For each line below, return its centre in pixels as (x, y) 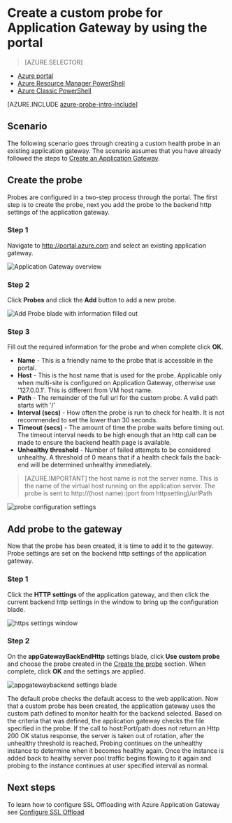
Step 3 (19, 332)
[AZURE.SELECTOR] (53, 62)
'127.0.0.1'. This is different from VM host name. (85, 390)
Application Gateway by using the (107, 28)
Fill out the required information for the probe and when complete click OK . (115, 347)
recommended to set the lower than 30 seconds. (88, 420)
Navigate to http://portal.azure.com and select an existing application (107, 245)
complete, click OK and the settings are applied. (77, 671)
